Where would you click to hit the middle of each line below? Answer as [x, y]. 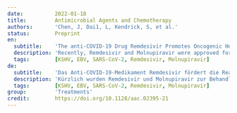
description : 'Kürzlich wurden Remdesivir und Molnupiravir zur [110, 79]
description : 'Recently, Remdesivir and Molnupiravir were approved [116, 53]
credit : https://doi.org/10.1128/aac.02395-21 [88, 99]
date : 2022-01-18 [47, 14]
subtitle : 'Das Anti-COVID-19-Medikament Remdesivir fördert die [116, 72]
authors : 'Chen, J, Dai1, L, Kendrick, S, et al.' [93, 27]
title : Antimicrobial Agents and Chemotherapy [90, 20]
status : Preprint [44, 33]
